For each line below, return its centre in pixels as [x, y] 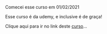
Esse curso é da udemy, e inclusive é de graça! [54, 17]
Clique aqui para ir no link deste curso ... [46, 26]
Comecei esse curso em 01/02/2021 [42, 7]
